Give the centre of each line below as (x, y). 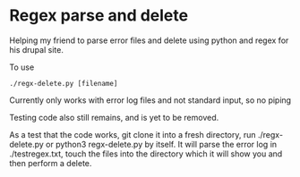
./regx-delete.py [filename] (64, 83)
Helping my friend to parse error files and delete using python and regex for (149, 40)
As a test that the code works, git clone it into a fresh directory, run (133, 134)
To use (22, 67)
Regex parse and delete (99, 16)
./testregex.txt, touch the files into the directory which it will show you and (146, 154)
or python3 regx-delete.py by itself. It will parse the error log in (162, 144)
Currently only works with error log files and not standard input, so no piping (150, 100)
